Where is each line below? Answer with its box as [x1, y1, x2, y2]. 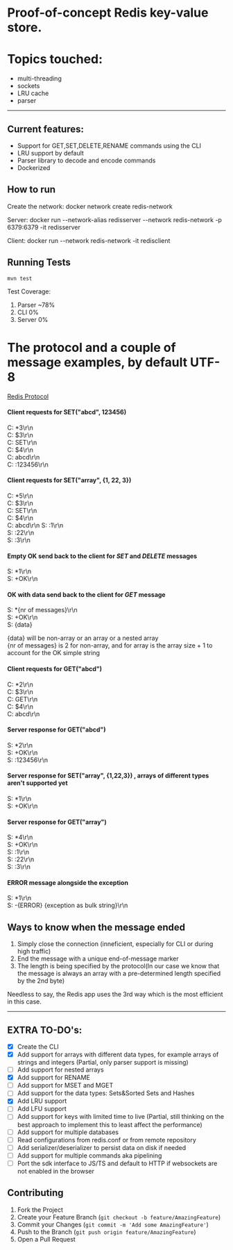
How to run [7, 184, 56, 196]
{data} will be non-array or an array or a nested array [7, 634, 159, 643]
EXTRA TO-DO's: [7, 1024, 83, 1036]
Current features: [7, 123, 85, 135]
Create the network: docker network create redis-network [7, 202, 173, 210]
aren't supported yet [7, 779, 68, 787]
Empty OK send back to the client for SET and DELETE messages [7, 552, 198, 560]
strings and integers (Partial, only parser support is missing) [17, 1058, 189, 1067]
